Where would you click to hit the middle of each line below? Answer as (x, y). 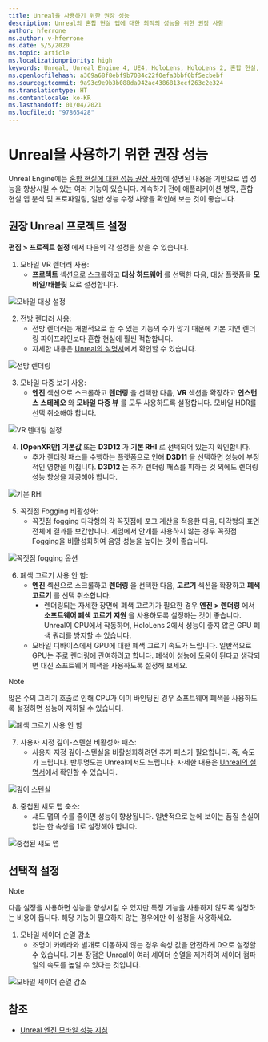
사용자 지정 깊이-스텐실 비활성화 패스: (78, 742)
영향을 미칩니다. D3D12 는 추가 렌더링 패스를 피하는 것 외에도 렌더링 (152, 467)
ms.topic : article (39, 53)
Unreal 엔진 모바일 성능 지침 (64, 1030)
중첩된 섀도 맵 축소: (50, 806)
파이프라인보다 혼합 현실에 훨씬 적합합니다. (107, 339)
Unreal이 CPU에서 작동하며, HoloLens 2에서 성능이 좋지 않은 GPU (148, 625)
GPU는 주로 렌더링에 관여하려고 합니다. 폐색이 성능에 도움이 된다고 (135, 655)
